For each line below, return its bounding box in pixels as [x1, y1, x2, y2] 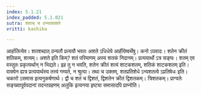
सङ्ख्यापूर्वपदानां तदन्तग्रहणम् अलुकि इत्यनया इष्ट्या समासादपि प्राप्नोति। [6, 82, 140, 89]
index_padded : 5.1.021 [6, 15, 64, 21]
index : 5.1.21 [6, 8, 42, 15]
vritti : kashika [6, 25, 47, 32]
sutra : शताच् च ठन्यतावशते [6, 20, 61, 26]
